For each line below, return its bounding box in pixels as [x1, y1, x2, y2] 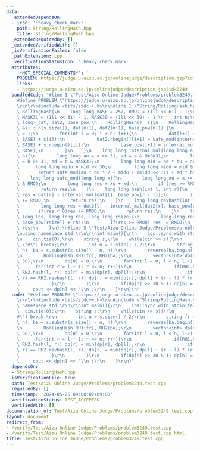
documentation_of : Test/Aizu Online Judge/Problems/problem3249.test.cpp [6, 408, 193, 414]
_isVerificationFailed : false [11, 48, 86, 54]
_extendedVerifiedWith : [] [11, 42, 79, 48]
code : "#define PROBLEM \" [11, 292, 79, 298]
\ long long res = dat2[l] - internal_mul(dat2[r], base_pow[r [17, 203, 196, 209]
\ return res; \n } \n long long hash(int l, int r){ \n [17, 186, 187, 192]
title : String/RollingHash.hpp [17, 31, 95, 37]
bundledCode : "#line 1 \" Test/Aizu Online [11, 92, 118, 98]
